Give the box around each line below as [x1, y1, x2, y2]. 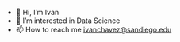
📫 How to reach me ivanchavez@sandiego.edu [15, 25, 172, 34]
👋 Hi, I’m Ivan [15, 8, 59, 17]
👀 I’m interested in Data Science [15, 16, 121, 25]
